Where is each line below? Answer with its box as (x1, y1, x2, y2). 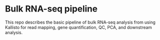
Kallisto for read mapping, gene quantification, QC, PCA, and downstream (5, 24, 152, 30)
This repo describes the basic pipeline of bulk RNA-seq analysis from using (5, 19, 156, 25)
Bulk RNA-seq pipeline (5, 3, 98, 14)
